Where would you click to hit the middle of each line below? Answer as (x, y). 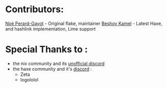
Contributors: (35, 9)
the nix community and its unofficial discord (59, 63)
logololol (29, 79)
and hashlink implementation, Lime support (50, 28)
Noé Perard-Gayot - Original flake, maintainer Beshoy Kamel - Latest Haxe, (84, 23)
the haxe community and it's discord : (52, 69)
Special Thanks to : (47, 50)
